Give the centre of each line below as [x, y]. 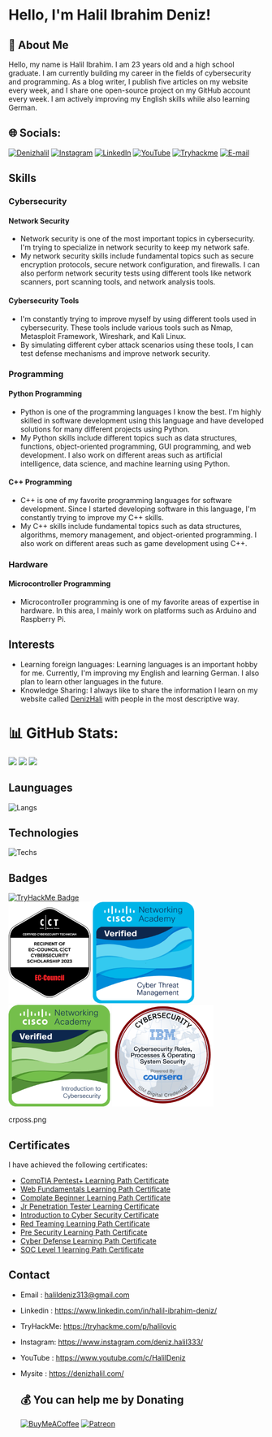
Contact [29, 1275]
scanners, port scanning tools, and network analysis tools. [118, 282]
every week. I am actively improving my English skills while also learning [129, 99]
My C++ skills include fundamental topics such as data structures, [131, 526]
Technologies [44, 833]
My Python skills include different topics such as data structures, [128, 437]
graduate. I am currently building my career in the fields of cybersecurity [130, 73]
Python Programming [45, 394]
